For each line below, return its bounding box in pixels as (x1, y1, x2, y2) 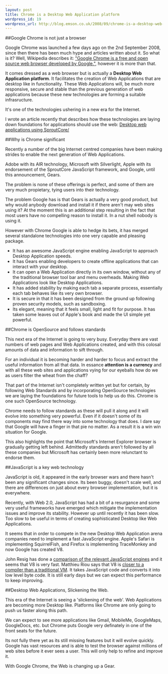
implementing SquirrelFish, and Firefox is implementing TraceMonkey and (5, 541, 157, 547)
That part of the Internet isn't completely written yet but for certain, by (5, 382, 150, 388)
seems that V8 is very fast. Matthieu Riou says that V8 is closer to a (5, 561, 144, 567)
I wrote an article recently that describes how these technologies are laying (5, 116, 160, 122)
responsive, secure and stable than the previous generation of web (5, 86, 143, 92)
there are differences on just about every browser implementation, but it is (5, 484, 158, 490)
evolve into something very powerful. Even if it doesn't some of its (5, 413, 141, 419)
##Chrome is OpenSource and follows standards (5, 326, 106, 332)
